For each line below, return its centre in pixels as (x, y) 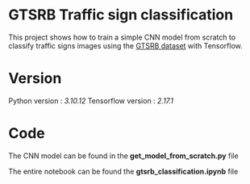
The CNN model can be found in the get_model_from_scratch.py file (124, 156)
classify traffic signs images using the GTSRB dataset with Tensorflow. (126, 45)
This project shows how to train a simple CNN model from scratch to (122, 37)
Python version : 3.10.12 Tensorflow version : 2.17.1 (91, 100)
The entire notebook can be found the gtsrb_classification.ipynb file (123, 171)
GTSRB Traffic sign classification (121, 15)
